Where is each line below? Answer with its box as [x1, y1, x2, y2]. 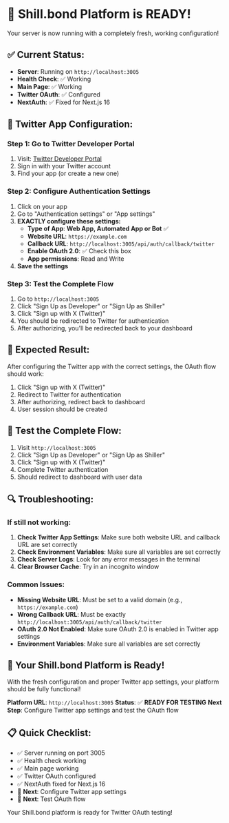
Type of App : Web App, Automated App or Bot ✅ [27, 224, 169, 232]
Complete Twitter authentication [17, 465, 109, 473]
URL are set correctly [17, 541, 78, 549]
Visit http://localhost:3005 [17, 443, 96, 451]
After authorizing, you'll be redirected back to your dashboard [17, 324, 193, 333]
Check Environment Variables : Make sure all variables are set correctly [17, 548, 221, 556]
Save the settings [17, 261, 69, 270]
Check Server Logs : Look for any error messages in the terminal [17, 555, 201, 564]
